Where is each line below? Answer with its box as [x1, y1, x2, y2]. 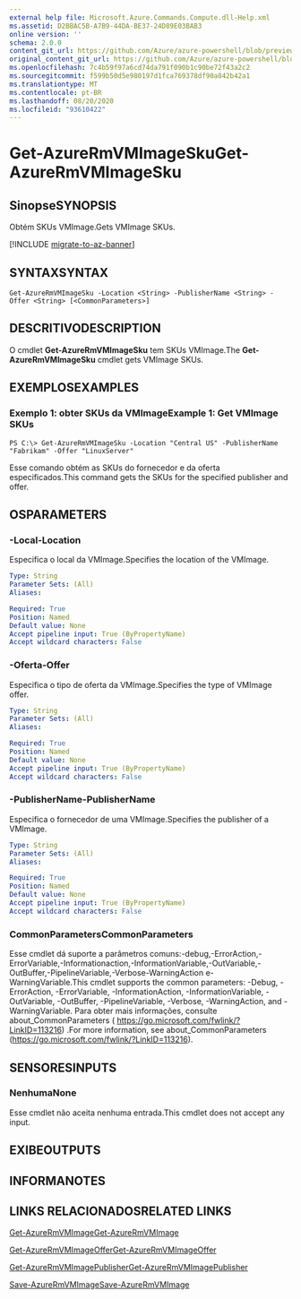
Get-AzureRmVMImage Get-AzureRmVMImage [9, 1227, 179, 1238]
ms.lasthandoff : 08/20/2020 [9, 96, 115, 106]
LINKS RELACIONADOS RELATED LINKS [9, 1204, 232, 1218]
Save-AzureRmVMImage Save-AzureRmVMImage [9, 1279, 190, 1290]
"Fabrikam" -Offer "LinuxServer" [9, 446, 134, 455]
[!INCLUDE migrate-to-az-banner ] [9, 239, 135, 250]
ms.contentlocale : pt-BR [9, 88, 102, 97]
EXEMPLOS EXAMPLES [9, 380, 139, 395]
